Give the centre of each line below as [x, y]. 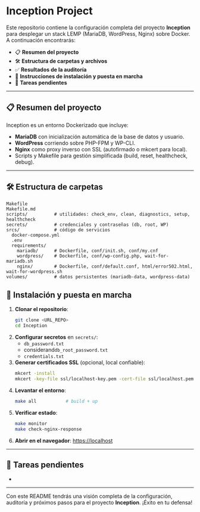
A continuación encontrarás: [41, 40]
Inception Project [50, 11]
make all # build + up [56, 401]
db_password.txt [44, 344]
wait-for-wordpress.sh [34, 271]
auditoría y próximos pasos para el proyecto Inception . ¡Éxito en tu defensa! [99, 502]
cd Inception [31, 326]
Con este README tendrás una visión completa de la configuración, [89, 497]
